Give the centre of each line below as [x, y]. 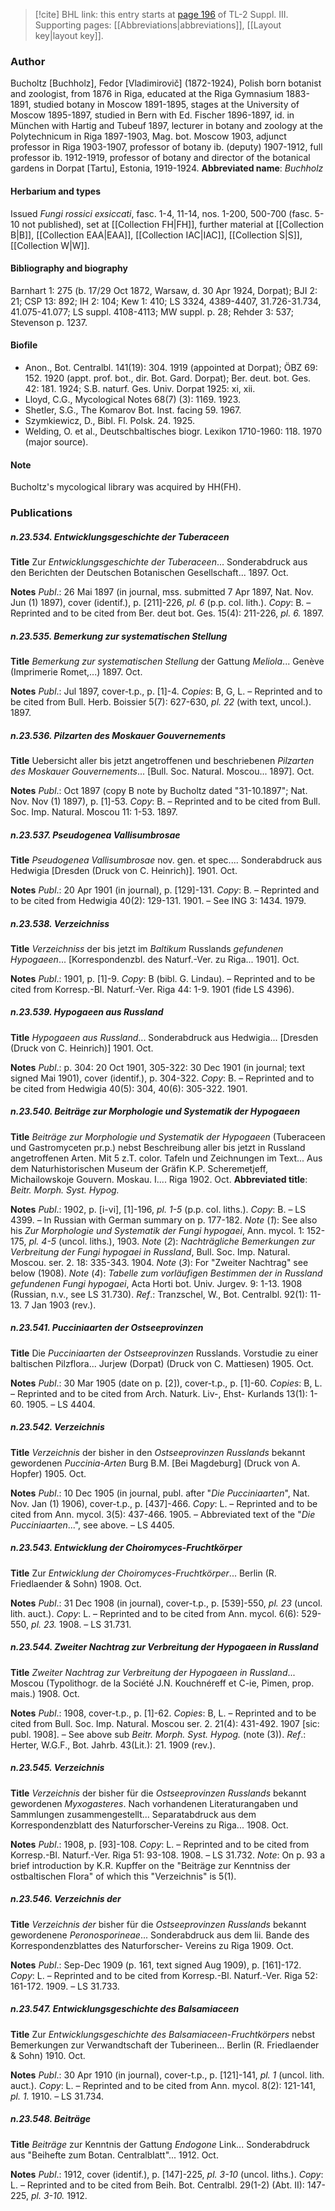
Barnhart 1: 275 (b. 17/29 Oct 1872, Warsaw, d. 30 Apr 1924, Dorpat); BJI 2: [164, 290]
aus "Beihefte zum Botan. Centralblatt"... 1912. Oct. [114, 2155]
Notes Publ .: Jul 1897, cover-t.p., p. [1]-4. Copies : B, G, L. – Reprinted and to [166, 691]
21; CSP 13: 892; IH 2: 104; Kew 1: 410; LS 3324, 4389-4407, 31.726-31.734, [166, 301]
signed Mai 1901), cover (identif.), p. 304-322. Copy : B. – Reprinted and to [162, 1078]
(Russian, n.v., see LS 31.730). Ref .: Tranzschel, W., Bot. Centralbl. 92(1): [159, 1294]
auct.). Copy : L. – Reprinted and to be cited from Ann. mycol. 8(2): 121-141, [163, 2085]
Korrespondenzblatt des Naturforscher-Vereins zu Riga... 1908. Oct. [149, 1825]
